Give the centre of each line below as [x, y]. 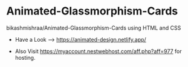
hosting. [25, 57]
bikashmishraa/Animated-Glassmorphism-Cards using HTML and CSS [94, 28]
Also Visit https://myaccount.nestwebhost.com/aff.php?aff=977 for [98, 51]
